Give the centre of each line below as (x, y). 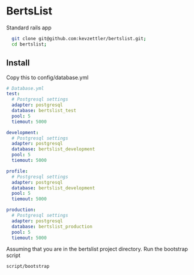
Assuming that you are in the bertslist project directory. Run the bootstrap (97, 249)
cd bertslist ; (29, 44)
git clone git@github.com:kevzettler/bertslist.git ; (79, 38)
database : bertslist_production (52, 226)
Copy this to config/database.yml (47, 77)
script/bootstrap (28, 267)
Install (18, 63)
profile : (17, 171)
